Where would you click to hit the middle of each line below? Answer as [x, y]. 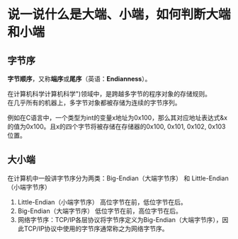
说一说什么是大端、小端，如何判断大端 [119, 14]
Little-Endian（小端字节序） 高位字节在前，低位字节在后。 [102, 202]
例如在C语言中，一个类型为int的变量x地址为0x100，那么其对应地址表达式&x [118, 118]
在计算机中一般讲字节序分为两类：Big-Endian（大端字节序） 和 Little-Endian [118, 178]
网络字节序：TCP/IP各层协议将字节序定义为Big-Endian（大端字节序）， [120, 219]
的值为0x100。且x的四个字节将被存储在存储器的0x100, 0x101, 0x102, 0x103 [117, 127]
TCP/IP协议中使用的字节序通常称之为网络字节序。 [96, 228]
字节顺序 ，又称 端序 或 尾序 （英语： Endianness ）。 [79, 79]
